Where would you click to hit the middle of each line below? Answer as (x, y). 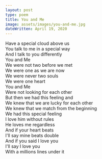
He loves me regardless (30, 125)
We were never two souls (32, 76)
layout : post (19, 10)
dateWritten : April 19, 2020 (36, 29)
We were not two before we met (39, 65)
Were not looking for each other (39, 92)
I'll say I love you (23, 146)
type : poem (17, 15)
